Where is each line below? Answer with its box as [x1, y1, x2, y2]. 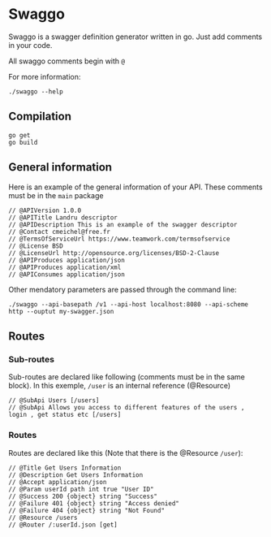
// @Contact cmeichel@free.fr [8, 227, 111, 236]
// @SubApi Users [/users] [8, 396, 100, 405]
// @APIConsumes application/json [8, 270, 126, 279]
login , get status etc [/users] [8, 411, 122, 419]
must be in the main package [8, 190, 104, 200]
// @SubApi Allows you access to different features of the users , [8, 404, 245, 412]
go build [8, 138, 38, 146]
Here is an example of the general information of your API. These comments [8, 182, 263, 192]
